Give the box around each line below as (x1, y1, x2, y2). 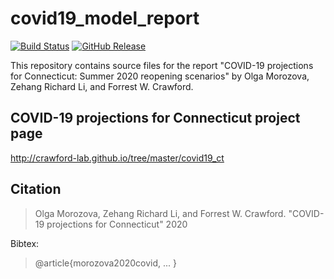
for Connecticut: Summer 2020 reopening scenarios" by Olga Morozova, (10, 70, 310, 82)
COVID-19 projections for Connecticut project (10, 110, 301, 127)
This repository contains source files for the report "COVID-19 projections (10, 59, 314, 71)
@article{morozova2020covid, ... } (34, 257, 178, 269)
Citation (10, 181, 62, 198)
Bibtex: (10, 237, 40, 249)
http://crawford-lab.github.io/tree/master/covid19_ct (10, 152, 225, 164)
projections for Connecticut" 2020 (46, 218, 188, 230)
